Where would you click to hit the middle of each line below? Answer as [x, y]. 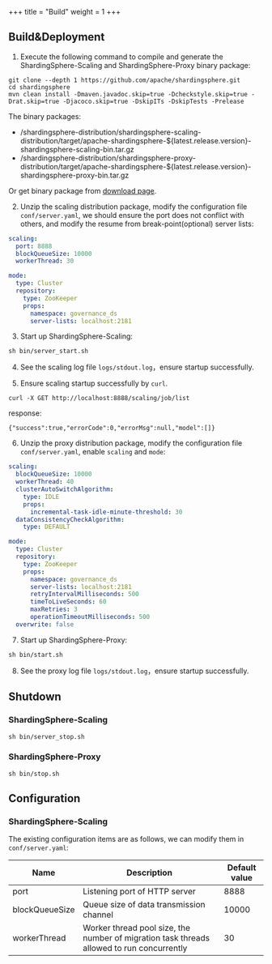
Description [149, 872]
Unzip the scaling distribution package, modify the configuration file [134, 207]
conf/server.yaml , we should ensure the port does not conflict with [132, 215]
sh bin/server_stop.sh [47, 736]
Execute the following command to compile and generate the [122, 57]
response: [25, 413]
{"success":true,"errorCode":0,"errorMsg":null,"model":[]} [112, 429]
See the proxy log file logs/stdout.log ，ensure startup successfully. [134, 671]
